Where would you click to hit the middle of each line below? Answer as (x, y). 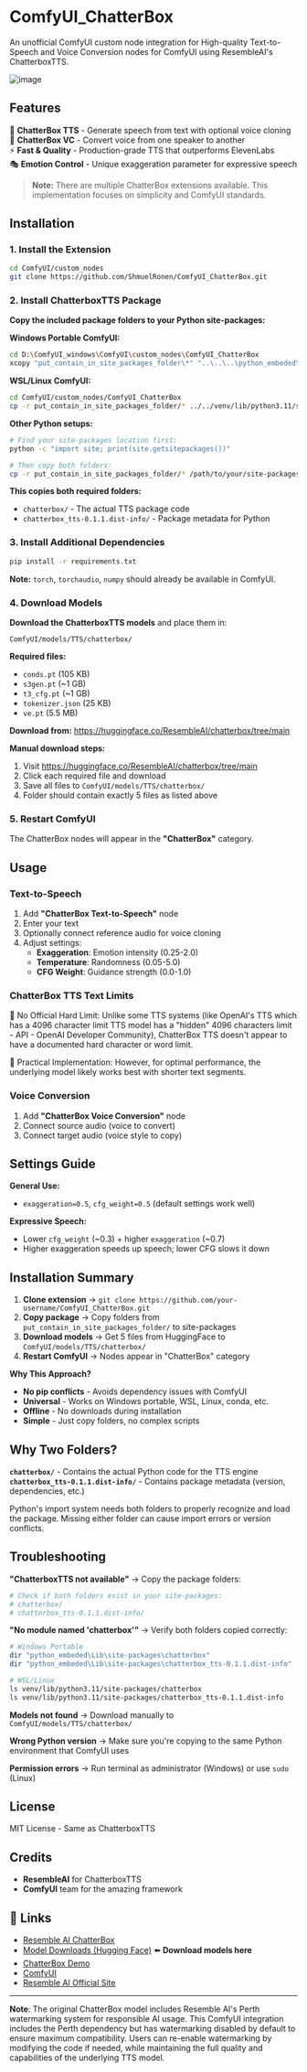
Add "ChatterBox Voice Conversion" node (104, 1116)
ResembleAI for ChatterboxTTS (82, 1879)
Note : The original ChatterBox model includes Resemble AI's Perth (135, 2009)
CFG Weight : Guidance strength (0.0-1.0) (114, 972)
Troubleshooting (58, 1557)
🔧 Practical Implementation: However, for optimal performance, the (135, 1062)
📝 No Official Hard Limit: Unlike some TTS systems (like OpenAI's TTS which (153, 1015)
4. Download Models (56, 603)
